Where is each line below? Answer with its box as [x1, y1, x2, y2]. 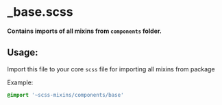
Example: [7, 78, 34, 86]
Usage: [7, 47, 39, 58]
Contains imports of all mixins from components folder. [7, 27, 162, 35]
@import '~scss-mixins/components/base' [7, 91, 125, 98]
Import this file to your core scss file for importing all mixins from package [7, 65, 215, 73]
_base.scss [7, 4, 73, 20]
